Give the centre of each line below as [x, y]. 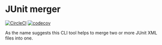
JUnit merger [33, 9]
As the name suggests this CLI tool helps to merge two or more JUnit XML [81, 32]
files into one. [19, 38]
